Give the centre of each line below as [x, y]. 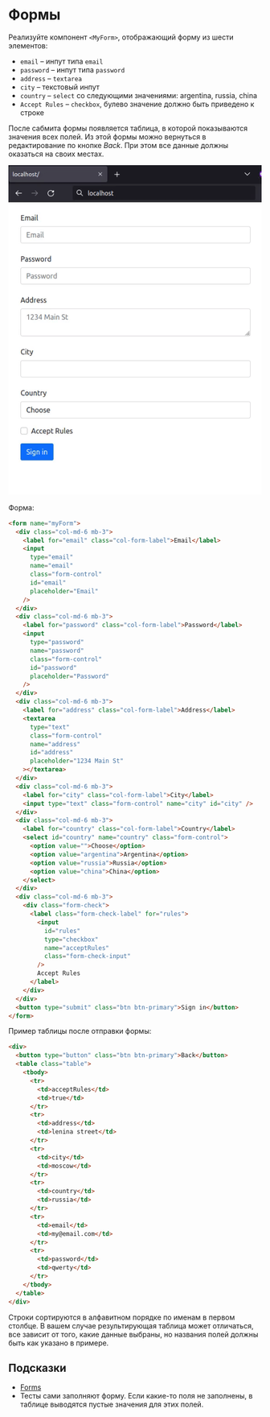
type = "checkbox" [71, 940]
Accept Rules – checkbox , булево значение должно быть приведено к [137, 104]
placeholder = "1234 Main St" [77, 761]
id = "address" [51, 753]
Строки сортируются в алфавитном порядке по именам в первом [122, 1317]
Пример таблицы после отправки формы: [80, 1031]
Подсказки [37, 1367]
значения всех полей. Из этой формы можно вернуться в [107, 136]
